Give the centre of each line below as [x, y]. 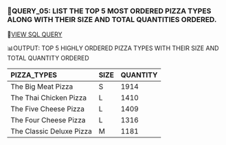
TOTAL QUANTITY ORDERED [48, 58]
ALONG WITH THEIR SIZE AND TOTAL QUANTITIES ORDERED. [112, 19]
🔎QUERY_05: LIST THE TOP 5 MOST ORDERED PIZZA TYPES [109, 11]
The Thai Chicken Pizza [49, 98]
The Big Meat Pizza [42, 87]
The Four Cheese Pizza [48, 120]
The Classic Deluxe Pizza [52, 131]
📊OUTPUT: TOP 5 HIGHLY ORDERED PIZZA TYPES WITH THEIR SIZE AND [113, 48]
